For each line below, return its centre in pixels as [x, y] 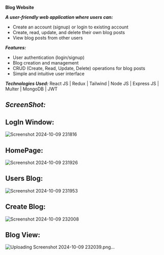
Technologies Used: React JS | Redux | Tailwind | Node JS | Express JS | [82, 84]
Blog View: [23, 235]
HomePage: [24, 150]
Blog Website [20, 7]
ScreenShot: [25, 105]
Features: [16, 47]
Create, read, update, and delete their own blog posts [69, 32]
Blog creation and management [46, 63]
